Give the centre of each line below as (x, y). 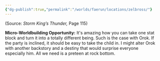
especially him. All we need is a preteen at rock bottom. (60, 53)
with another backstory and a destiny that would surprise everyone (72, 48)
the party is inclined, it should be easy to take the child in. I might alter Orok (80, 43)
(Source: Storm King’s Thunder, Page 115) (46, 23)
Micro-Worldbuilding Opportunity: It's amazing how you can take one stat (80, 32)
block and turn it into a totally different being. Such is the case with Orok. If (80, 38)
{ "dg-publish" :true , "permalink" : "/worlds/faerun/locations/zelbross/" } (79, 9)
